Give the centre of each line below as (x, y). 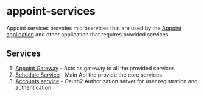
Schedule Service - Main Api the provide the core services (89, 75)
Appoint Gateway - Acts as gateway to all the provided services (95, 68)
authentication (33, 87)
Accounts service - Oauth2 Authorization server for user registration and (106, 81)
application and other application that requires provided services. (88, 34)
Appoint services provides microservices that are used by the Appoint (94, 28)
